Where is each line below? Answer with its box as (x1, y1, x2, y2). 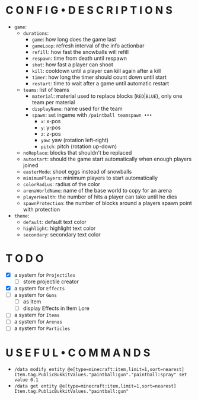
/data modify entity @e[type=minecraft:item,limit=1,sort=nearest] (14, 367, 184, 373)
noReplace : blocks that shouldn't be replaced (23, 149, 132, 156)
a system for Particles (14, 325, 71, 332)
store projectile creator (23, 278, 79, 285)
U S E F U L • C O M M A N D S (5, 346, 151, 359)
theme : (14, 212, 30, 219)
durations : (23, 29, 49, 36)
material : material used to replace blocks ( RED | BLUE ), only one (31, 92, 183, 100)
